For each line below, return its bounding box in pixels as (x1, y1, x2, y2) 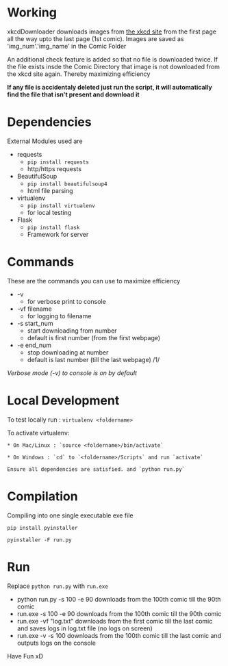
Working (7, 5, 57, 21)
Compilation (7, 488, 78, 504)
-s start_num (16, 319, 53, 327)
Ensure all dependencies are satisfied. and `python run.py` (7, 465, 186, 473)
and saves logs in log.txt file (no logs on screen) (16, 624, 153, 632)
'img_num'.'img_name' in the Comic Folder (7, 42, 127, 50)
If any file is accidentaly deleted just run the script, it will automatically (7, 83, 212, 91)
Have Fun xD (7, 652, 43, 660)
